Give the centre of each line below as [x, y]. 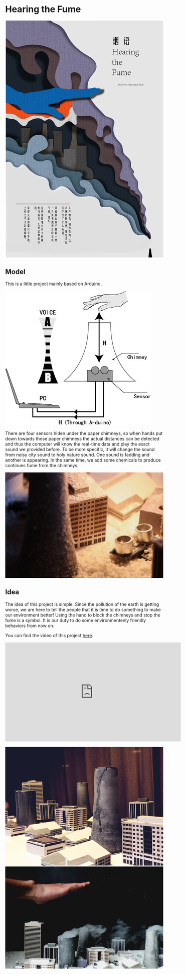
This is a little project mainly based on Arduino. [53, 284]
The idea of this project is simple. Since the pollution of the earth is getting [82, 604]
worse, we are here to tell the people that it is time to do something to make [83, 609]
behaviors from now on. [30, 626]
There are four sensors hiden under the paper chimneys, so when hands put [84, 433]
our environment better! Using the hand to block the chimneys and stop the [83, 615]
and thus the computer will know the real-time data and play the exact [77, 444]
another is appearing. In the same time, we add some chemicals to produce [83, 460]
